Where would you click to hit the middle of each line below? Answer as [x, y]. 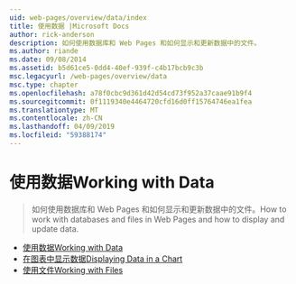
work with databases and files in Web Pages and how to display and [158, 219]
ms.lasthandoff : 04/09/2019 [62, 127]
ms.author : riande [44, 51]
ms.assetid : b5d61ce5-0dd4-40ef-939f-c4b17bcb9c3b [106, 69]
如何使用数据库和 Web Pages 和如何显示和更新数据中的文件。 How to [159, 209]
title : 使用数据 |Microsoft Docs [69, 26]
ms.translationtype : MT [54, 110]
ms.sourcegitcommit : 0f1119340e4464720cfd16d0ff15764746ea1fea [131, 101]
